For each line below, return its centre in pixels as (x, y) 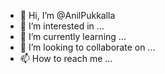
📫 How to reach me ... (66, 58)
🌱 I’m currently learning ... (73, 36)
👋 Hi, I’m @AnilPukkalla (67, 15)
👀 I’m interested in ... (62, 26)
